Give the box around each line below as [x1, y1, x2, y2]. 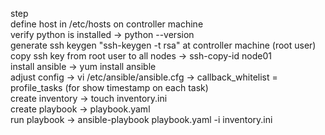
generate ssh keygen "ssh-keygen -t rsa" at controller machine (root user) [10, 39, 317, 51]
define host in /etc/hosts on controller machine [10, 18, 204, 30]
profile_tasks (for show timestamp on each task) [10, 82, 209, 93]
